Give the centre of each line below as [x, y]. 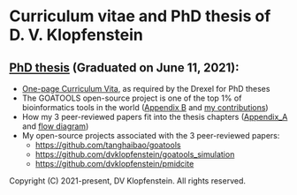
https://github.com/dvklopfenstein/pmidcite [114, 164]
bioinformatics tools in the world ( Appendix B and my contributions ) [145, 107]
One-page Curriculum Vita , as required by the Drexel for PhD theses [146, 89]
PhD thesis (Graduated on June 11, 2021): [125, 67]
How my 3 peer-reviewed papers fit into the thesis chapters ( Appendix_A [155, 117]
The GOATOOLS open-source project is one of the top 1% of [132, 98]
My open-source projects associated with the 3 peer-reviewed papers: [151, 135]
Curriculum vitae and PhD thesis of [140, 16]
